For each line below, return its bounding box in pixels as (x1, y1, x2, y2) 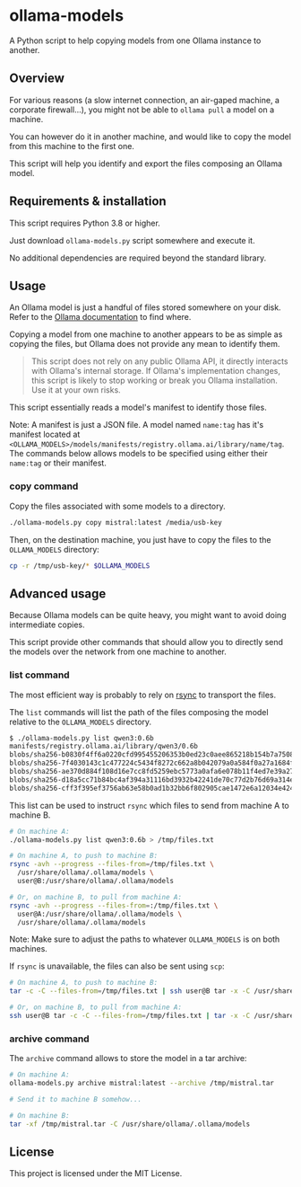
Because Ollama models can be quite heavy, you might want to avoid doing (9, 610, 287, 621)
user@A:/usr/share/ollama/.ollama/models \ (17, 909, 182, 918)
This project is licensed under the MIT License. (9, 1168, 183, 1179)
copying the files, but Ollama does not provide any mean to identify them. (9, 339, 280, 350)
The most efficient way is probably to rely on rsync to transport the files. (9, 689, 276, 700)
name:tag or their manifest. (9, 457, 107, 468)
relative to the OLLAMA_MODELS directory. (9, 716, 152, 727)
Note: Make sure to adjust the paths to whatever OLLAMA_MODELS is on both (9, 934, 280, 944)
